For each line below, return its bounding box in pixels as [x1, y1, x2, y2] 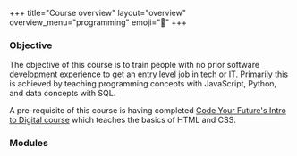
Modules [9, 137, 49, 150]
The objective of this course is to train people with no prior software [9, 60, 260, 70]
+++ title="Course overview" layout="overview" [9, 8, 186, 18]
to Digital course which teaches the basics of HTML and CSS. [9, 115, 237, 126]
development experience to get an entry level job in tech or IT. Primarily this [9, 69, 289, 79]
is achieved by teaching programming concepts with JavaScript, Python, [9, 78, 277, 89]
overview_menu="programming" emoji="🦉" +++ [9, 17, 188, 28]
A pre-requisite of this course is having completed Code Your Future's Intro [9, 105, 286, 116]
